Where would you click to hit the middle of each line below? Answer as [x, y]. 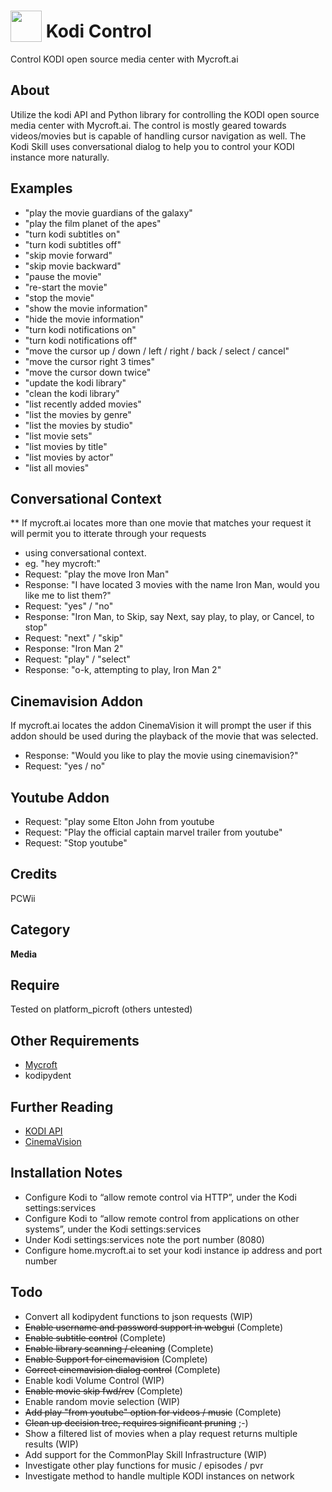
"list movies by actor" [69, 457]
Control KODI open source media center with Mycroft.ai [124, 59]
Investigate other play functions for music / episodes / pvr [144, 1465]
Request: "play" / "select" [77, 659]
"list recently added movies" [83, 404]
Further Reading [62, 1106]
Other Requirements [75, 1040]
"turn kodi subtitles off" [73, 244]
